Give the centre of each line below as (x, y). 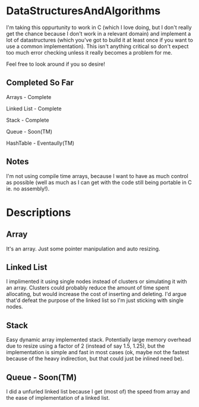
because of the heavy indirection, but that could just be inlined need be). (95, 359)
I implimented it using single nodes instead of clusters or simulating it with (97, 282)
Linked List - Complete (34, 109)
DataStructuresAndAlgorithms (83, 11)
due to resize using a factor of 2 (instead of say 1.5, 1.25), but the (86, 346)
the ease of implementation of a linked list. (58, 398)
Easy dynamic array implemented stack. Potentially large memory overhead (99, 340)
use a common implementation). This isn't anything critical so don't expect (97, 46)
